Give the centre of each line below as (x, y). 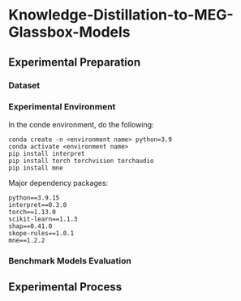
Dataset (24, 85)
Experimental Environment (62, 107)
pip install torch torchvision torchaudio (81, 161)
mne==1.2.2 (27, 240)
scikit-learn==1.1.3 (43, 219)
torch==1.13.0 (32, 212)
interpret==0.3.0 (38, 204)
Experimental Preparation (74, 62)
